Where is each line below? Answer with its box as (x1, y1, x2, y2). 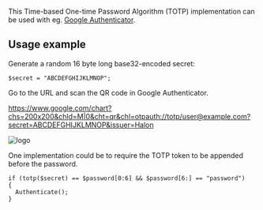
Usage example (8, 38, 87, 51)
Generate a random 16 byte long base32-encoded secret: (8, 58, 196, 68)
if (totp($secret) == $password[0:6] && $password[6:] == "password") (8, 174, 246, 182)
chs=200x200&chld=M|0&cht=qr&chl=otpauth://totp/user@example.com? (8, 111, 251, 121)
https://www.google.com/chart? (8, 103, 112, 113)
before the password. (8, 159, 78, 168)
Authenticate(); (15, 188, 69, 196)
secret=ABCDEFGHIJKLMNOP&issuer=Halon (8, 120, 154, 129)
